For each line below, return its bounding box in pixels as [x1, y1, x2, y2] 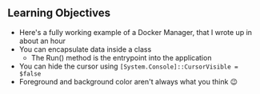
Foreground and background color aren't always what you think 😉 [18, 76, 238, 86]
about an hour [18, 36, 66, 45]
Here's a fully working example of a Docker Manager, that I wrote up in [18, 27, 253, 37]
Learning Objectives [7, 6, 111, 20]
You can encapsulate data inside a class [18, 44, 152, 54]
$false [18, 69, 42, 78]
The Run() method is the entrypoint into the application [30, 53, 212, 62]
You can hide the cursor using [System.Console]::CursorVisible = [18, 61, 238, 71]
